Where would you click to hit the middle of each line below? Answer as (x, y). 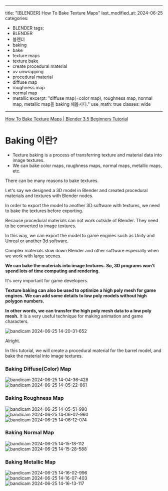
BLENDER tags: (28, 28)
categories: (17, 18)
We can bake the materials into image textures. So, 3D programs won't (80, 265)
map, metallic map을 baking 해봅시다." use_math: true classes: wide (81, 104)
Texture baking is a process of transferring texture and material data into (87, 155)
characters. (17, 321)
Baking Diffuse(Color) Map (38, 369)
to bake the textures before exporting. (44, 211)
